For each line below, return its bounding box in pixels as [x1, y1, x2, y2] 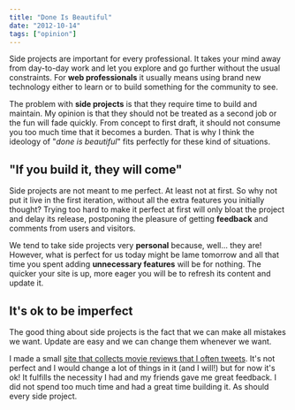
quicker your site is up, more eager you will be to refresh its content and [9, 269, 271, 279]
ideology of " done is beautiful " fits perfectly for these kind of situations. [9, 136, 271, 147]
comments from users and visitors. [9, 223, 136, 234]
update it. [9, 277, 44, 288]
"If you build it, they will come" [9, 162, 183, 177]
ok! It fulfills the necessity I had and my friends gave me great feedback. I [9, 372, 276, 383]
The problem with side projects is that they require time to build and [9, 99, 258, 110]
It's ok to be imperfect [9, 303, 133, 318]
